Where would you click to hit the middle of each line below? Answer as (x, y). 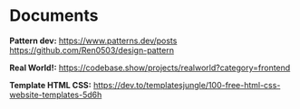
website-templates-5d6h (56, 95)
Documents (54, 16)
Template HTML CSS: (51, 85)
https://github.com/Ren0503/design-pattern (92, 50)
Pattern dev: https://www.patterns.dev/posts (93, 41)
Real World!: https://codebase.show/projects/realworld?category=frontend (150, 68)
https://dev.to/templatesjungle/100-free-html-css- (187, 85)
